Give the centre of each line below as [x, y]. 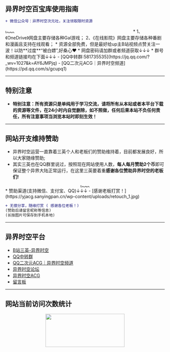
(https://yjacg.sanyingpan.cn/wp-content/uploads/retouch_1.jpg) [73, 197]
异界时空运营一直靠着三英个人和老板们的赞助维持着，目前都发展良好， [86, 152]
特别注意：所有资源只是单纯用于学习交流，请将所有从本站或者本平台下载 [88, 104]
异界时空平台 [25, 237]
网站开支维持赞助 [32, 138]
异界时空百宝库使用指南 [42, 9]
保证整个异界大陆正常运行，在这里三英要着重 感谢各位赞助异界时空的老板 [88, 170]
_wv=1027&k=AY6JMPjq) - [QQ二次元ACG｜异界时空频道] [65, 63]
